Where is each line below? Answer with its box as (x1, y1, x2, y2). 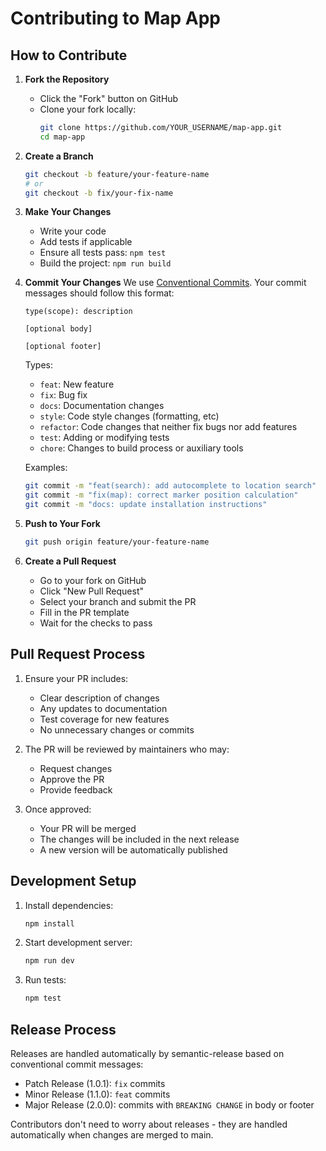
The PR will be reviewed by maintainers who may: (24, 743, 230, 755)
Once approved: (24, 803, 92, 815)
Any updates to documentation (39, 702, 168, 714)
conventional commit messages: (10, 1058, 144, 1070)
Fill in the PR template (39, 606, 130, 618)
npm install (24, 918, 75, 929)
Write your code (39, 225, 107, 237)
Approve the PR (39, 773, 105, 785)
